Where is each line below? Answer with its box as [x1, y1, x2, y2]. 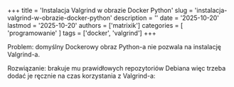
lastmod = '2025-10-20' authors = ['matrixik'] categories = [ [7, 21, 184, 29]
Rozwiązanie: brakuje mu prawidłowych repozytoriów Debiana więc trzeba [7, 64, 226, 72]
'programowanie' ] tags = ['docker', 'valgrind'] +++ [7, 29, 156, 37]
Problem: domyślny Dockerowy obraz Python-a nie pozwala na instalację [7, 43, 222, 51]
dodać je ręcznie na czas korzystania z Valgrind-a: [7, 71, 156, 80]
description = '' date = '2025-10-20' [113, 14, 219, 22]
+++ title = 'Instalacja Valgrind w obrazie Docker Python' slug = [7, 6, 193, 14]
